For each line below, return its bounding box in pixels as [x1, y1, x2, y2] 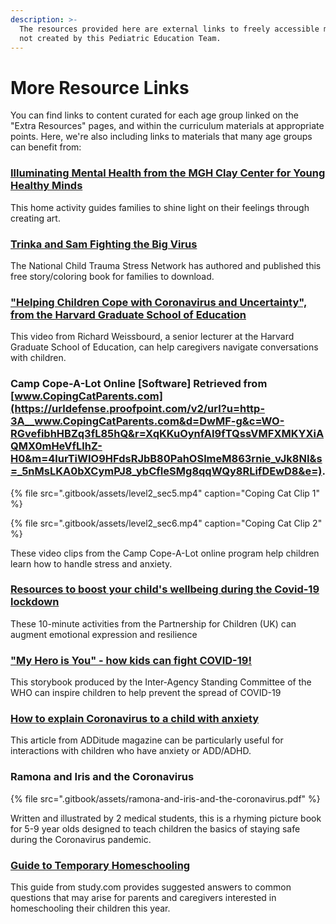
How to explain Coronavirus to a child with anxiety [10, 712, 260, 726]
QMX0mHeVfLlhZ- [10, 439, 103, 453]
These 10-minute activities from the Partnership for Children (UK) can [10, 617, 297, 630]
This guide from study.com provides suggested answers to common [10, 881, 292, 893]
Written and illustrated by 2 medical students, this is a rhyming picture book [10, 812, 322, 824]
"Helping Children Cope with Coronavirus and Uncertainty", [10, 295, 308, 309]
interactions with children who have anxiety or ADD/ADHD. [10, 745, 252, 757]
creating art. [10, 212, 61, 224]
